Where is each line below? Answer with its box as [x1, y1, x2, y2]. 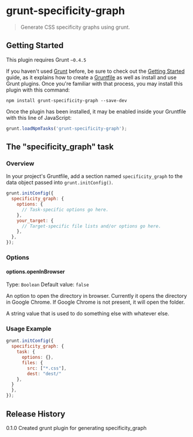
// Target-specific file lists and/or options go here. [21, 223, 161, 229]
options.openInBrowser [6, 268, 66, 275]
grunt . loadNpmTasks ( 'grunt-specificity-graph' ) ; [6, 125, 127, 132]
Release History [6, 409, 66, 419]
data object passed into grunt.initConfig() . [6, 179, 113, 186]
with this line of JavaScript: [6, 114, 72, 121]
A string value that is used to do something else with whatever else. [6, 310, 170, 317]
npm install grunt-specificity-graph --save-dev [6, 98, 127, 103]
